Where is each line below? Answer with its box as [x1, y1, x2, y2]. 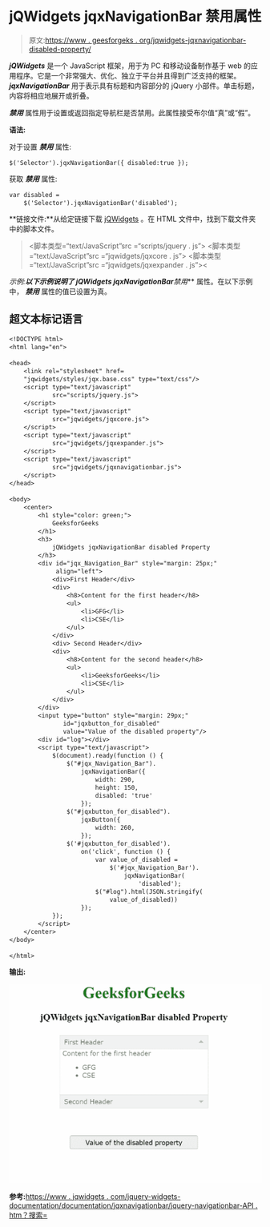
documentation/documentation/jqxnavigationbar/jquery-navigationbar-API [9, 1201, 255, 1210]
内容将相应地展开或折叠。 [9, 91, 94, 100]
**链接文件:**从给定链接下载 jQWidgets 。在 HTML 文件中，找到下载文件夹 [9, 214, 256, 223]
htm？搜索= [9, 1210, 48, 1220]
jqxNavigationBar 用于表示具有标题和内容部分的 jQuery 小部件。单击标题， [9, 81, 259, 91]
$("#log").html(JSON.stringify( [95, 887, 204, 895]
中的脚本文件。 [9, 223, 58, 233]
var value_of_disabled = [95, 855, 179, 863]
